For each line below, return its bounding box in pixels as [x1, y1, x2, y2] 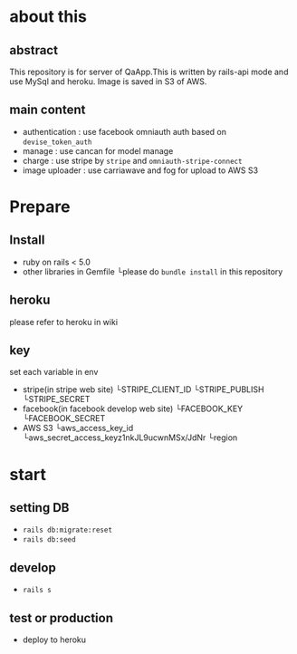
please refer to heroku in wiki [9, 316, 119, 327]
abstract [9, 43, 59, 58]
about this [9, 6, 88, 27]
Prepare [9, 197, 71, 216]
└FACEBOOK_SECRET [22, 413, 106, 424]
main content [9, 102, 86, 118]
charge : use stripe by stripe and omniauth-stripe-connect [22, 155, 243, 166]
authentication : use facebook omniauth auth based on [22, 126, 226, 137]
